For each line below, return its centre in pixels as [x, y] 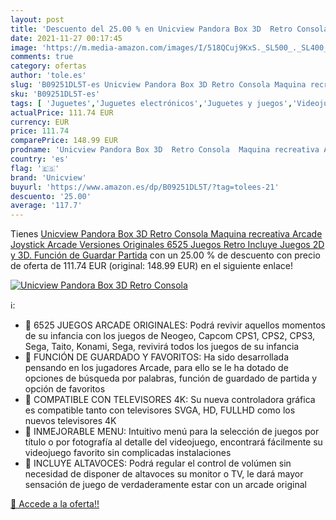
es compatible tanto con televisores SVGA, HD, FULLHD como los [160, 410]
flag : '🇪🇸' [35, 168]
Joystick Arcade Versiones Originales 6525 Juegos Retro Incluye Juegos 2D [167, 245]
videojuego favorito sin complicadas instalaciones [128, 453]
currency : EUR [40, 122]
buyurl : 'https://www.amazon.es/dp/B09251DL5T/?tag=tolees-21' [145, 187]
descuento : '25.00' [51, 196]
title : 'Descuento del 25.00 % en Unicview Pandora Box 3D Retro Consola [169, 29]
